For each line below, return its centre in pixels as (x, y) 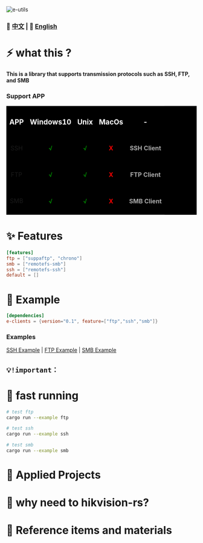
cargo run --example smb (37, 451)
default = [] (23, 275)
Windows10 (50, 122)
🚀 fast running (42, 395)
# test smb (20, 445)
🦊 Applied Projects (53, 475)
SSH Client (145, 148)
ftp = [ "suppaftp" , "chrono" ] (44, 258)
